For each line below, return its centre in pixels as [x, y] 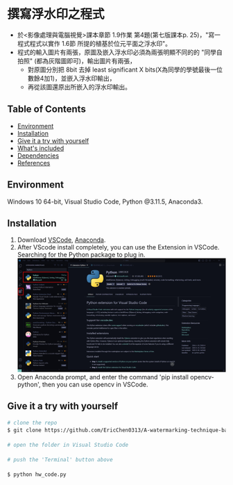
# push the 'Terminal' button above [60, 459]
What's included [41, 148]
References [34, 163]
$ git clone [24, 430]
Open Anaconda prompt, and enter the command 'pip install [103, 377]
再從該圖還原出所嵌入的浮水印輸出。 [79, 87]
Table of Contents [47, 109]
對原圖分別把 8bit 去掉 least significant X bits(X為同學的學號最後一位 [125, 69]
